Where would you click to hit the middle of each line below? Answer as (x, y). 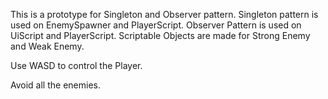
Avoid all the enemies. (55, 85)
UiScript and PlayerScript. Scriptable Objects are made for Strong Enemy (160, 35)
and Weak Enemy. (47, 46)
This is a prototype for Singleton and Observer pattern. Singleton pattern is (164, 14)
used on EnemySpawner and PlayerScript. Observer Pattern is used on (156, 25)
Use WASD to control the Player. (76, 65)
